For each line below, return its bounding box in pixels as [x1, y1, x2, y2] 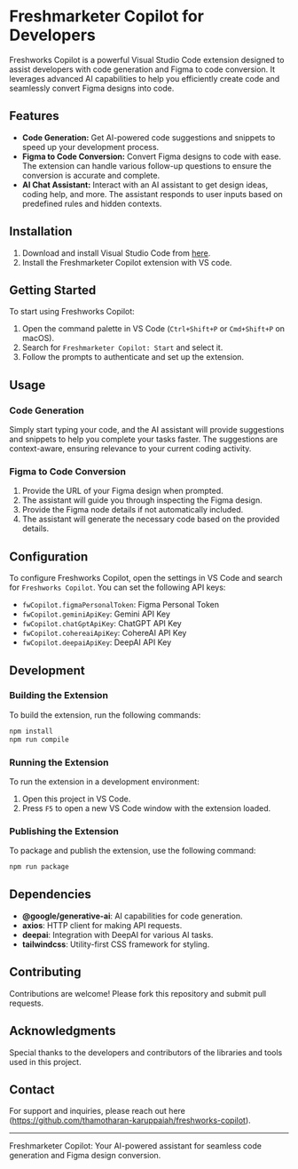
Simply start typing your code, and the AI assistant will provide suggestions [9, 425, 285, 435]
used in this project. [9, 1056, 82, 1067]
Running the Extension [9, 756, 109, 768]
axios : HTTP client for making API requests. [21, 919, 183, 930]
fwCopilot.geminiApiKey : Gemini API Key [21, 608, 171, 619]
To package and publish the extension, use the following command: [9, 846, 256, 856]
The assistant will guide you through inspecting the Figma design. [21, 495, 263, 505]
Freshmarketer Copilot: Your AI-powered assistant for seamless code [9, 1141, 262, 1151]
